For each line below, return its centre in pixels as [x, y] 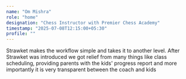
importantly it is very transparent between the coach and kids [81, 69]
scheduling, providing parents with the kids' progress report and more [92, 64]
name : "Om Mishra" [29, 12]
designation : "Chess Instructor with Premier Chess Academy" [83, 23]
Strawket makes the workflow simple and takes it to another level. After [93, 50]
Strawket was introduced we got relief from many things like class [86, 57]
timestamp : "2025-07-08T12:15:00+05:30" [57, 28]
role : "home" [22, 17]
